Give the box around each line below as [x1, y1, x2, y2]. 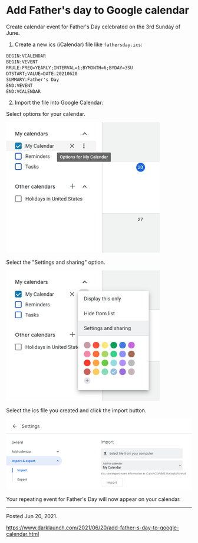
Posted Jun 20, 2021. [6, 513, 58, 520]
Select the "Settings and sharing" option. [6, 258, 105, 266]
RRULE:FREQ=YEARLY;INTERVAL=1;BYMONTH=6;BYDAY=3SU [6, 64, 133, 71]
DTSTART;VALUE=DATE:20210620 [6, 70, 78, 77]
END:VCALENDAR [6, 88, 41, 95]
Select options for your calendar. [6, 110, 85, 117]
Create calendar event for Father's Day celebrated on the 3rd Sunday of [6, 23, 181, 30]
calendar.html [6, 531, 39, 538]
